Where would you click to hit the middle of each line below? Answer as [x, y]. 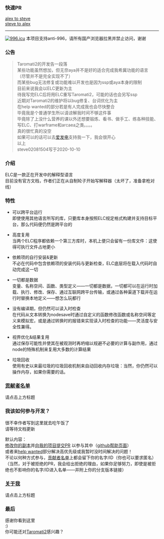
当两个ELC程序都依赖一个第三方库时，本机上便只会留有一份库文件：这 [82, 241]
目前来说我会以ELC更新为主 [44, 88]
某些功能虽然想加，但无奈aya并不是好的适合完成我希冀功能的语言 [83, 70]
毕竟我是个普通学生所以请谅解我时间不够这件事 [64, 113]
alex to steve [18, 19]
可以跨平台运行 [27, 212]
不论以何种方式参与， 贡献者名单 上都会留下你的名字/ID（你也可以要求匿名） [81, 458]
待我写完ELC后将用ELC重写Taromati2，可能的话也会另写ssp [77, 94]
